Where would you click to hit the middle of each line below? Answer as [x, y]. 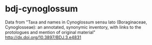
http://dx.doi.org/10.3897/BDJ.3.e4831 [43, 37]
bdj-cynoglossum [42, 9]
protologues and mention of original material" [50, 32]
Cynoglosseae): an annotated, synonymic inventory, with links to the [73, 27]
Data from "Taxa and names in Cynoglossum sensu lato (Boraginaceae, [76, 22]
